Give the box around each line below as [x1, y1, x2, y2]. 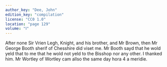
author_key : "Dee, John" [5, 7, 57, 13]
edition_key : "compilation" [5, 12, 64, 17]
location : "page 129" [5, 21, 51, 27]
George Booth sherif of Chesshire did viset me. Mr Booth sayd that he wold [5, 45, 161, 51]
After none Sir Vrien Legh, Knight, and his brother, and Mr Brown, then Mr [5, 40, 157, 46]
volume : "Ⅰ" [5, 26, 29, 31]
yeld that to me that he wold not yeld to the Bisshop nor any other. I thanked [5, 51, 162, 57]
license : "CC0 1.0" [5, 17, 46, 22]
